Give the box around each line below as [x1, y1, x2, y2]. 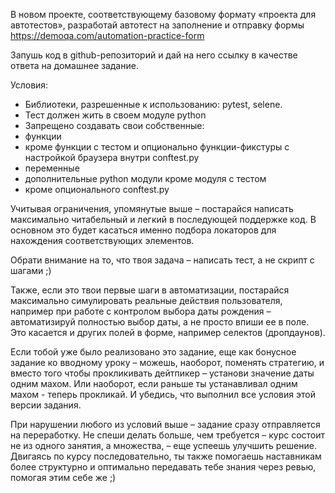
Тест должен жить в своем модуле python [24, 109, 207, 121]
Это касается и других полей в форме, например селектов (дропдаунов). [10, 327, 326, 338]
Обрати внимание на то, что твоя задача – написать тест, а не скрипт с [10, 254, 315, 266]
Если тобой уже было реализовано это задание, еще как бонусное [10, 346, 297, 358]
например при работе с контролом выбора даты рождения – [10, 305, 272, 317]
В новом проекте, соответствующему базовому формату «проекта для [10, 9, 317, 20]
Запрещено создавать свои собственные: [24, 120, 205, 131]
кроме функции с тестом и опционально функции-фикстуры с [24, 141, 290, 153]
